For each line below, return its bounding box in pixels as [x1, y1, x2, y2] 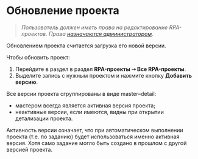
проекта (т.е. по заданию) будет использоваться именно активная [6, 133, 180, 140]
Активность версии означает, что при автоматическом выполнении [6, 126, 184, 134]
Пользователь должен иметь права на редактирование [21, 24, 168, 31]
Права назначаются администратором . [48, 30, 154, 37]
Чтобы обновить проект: [6, 53, 70, 61]
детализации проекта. [15, 115, 73, 122]
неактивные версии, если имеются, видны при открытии [15, 108, 164, 115]
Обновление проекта [6, 4, 120, 18]
